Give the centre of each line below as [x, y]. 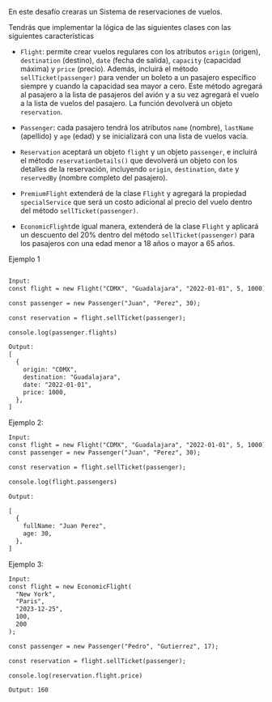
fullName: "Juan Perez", [65, 526]
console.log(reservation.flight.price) [76, 675]
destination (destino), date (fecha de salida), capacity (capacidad [130, 60]
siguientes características [51, 36]
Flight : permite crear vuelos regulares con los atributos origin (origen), [140, 51]
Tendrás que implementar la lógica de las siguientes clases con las [120, 27]
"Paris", [30, 602]
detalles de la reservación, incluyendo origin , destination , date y [130, 169]
